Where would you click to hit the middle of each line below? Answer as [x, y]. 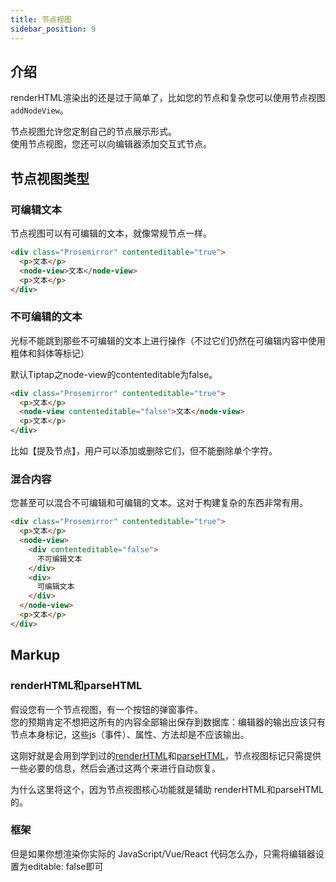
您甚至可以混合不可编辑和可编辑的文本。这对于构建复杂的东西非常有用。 [159, 503]
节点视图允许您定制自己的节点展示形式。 [93, 132]
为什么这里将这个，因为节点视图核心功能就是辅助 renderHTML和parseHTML [167, 789]
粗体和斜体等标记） [50, 353]
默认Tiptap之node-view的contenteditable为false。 [114, 374]
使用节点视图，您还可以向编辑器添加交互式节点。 [111, 144]
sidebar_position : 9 [53, 29]
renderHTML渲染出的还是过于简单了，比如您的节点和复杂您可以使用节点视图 [168, 98]
